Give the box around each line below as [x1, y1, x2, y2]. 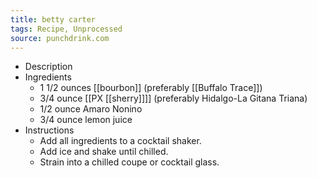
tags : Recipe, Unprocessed [10, 24, 123, 34]
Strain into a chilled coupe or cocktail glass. [39, 156, 220, 168]
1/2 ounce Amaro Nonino [39, 103, 143, 115]
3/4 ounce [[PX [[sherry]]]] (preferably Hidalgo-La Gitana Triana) [39, 92, 308, 105]
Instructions [24, 124, 75, 136]
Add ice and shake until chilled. [39, 146, 169, 158]
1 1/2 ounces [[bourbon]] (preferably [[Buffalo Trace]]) [39, 82, 263, 94]
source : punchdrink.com [10, 33, 110, 43]
